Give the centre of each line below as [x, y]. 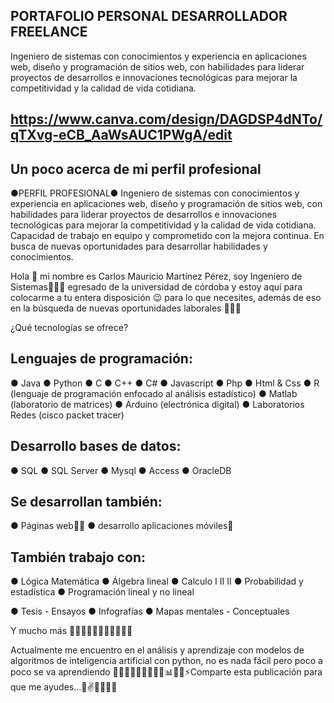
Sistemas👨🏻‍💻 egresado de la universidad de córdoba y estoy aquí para [156, 287]
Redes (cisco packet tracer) [67, 415]
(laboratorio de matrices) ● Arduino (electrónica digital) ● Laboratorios [157, 404]
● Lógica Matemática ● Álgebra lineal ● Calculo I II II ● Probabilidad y [157, 581]
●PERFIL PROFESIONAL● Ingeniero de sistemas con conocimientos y [155, 193]
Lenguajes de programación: [101, 359]
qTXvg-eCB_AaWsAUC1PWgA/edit [121, 135]
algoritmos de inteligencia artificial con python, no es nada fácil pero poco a [166, 661]
